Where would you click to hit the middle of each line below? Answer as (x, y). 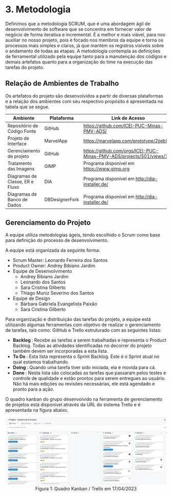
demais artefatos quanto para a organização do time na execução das (79, 62)
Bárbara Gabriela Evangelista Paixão (59, 304)
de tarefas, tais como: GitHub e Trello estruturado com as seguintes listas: (83, 330)
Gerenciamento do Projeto (48, 223)
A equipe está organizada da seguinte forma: (53, 251)
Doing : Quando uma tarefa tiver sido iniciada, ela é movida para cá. (84, 368)
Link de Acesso (128, 118)
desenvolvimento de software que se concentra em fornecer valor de (79, 29)
